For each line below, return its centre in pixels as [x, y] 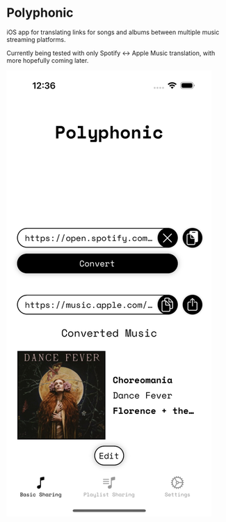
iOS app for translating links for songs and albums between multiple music [113, 32]
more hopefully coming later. [48, 60]
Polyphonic [40, 13]
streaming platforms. [37, 39]
